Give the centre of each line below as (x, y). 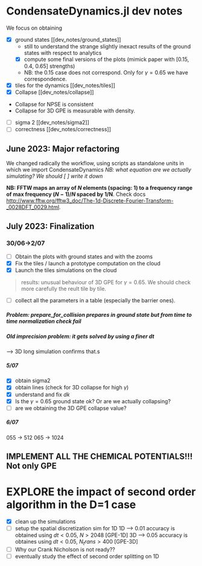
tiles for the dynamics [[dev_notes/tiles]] (65, 85)
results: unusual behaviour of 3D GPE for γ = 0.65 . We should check (106, 282)
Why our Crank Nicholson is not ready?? (65, 549)
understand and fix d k (43, 394)
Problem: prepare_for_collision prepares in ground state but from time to (99, 314)
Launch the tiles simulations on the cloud (66, 270)
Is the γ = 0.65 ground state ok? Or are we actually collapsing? (93, 401)
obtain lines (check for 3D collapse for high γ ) (72, 388)
